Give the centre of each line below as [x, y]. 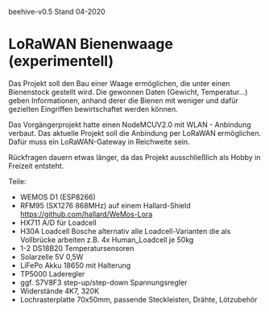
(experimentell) [61, 62]
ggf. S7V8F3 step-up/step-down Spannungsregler [103, 282]
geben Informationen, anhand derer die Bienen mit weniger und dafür [124, 101]
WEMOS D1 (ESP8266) [58, 197]
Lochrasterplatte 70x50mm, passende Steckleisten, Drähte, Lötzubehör [139, 299]
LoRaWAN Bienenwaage [91, 44]
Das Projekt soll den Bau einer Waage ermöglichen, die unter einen [119, 83]
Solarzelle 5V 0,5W [52, 257]
